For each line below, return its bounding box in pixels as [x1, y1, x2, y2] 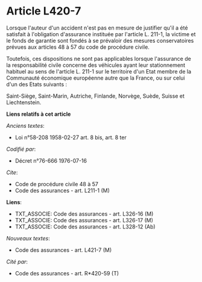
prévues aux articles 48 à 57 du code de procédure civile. [6, 43, 150, 51]
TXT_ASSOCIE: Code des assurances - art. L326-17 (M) [14, 216, 154, 224]
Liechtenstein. [6, 98, 42, 106]
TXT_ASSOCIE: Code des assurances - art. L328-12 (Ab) [14, 223, 156, 230]
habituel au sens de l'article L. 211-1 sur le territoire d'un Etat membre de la [6, 67, 192, 75]
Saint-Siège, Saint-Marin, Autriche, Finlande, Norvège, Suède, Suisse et [6, 92, 185, 99]
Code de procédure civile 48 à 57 [14, 180, 98, 187]
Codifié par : [6, 145, 36, 152]
